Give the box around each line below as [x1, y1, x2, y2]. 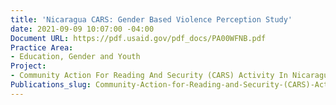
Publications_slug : [10, 80, 92, 90]
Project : [10, 61, 47, 71]
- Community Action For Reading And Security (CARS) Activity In [10, 71, 288, 81]
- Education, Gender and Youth [10, 52, 141, 62]
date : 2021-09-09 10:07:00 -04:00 [10, 24, 155, 34]
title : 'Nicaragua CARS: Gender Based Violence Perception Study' [10, 14, 293, 25]
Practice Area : [10, 42, 74, 53]
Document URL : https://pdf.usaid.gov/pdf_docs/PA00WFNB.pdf [10, 33, 267, 43]
